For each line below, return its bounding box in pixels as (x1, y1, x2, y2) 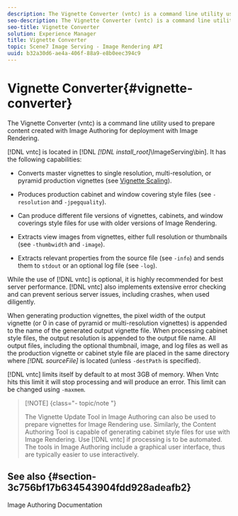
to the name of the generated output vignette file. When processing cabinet (7, 326, 228, 335)
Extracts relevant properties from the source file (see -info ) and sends (17, 253, 225, 262)
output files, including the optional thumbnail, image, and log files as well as (7, 341, 228, 350)
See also (7, 471, 46, 483)
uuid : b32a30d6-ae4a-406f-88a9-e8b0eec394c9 (7, 50, 141, 57)
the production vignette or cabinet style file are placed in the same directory (7, 348, 230, 357)
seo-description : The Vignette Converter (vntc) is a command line (7, 17, 211, 24)
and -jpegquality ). (51, 197, 107, 206)
